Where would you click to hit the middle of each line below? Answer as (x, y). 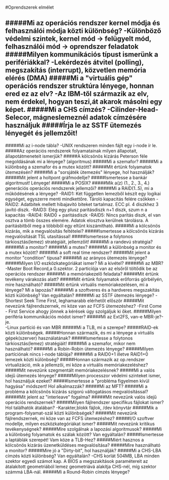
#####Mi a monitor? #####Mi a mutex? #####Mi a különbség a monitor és (83, 247)
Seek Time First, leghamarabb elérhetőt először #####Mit (84, 300)
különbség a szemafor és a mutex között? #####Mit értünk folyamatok (78, 167)
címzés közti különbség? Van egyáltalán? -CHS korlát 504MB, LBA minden (82, 456)
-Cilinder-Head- (133, 110)
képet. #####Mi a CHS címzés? (56, 110)
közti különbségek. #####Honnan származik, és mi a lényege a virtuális (80, 332)
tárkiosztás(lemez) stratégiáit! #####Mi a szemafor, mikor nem (70, 343)
